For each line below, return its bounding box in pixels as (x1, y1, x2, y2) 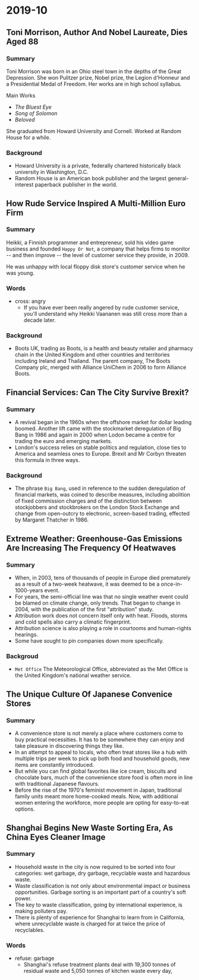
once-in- (160, 580, 183, 588)
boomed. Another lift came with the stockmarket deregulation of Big (14, 425, 181, 432)
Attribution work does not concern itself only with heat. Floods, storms (14, 612, 188, 619)
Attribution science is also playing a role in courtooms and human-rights (14, 625, 192, 632)
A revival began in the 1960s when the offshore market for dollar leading (14, 419, 192, 426)
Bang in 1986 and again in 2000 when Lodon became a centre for (14, 431, 176, 438)
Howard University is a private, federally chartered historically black (14, 162, 181, 169)
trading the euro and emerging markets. (14, 438, 113, 445)
